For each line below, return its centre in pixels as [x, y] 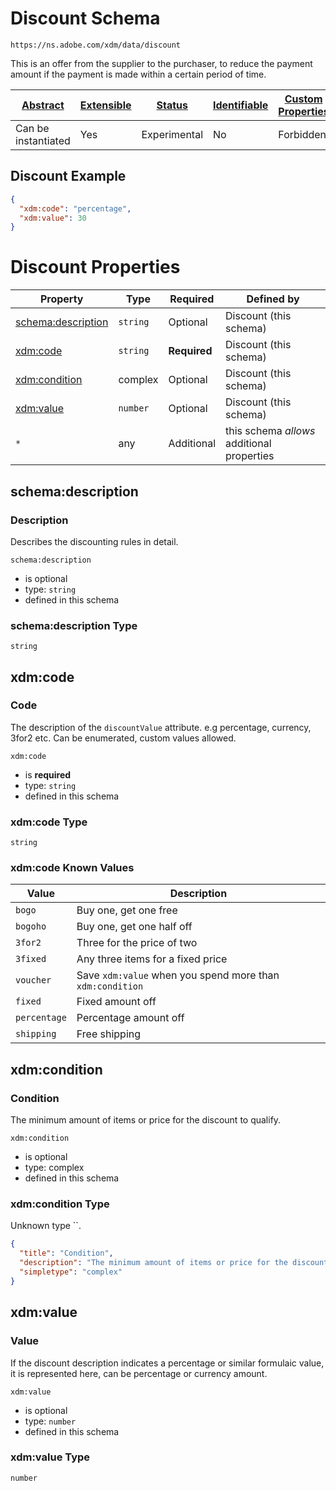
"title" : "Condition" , [66, 1253]
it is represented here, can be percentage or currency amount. [139, 1373]
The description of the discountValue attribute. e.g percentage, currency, [161, 727]
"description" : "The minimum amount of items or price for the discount [174, 1263]
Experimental [172, 134]
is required [48, 774]
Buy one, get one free [127, 910]
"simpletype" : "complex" [71, 1272]
